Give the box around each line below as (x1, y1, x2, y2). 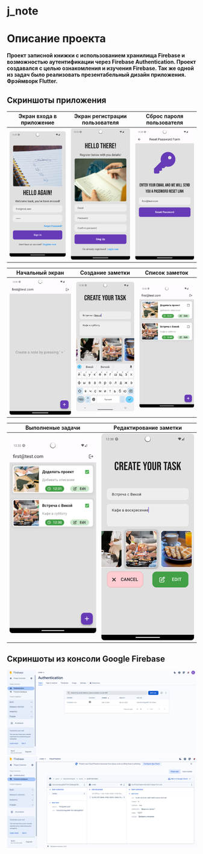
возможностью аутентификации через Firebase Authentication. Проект (7, 59, 196, 66)
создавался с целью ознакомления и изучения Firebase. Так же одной (7, 65, 195, 72)
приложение (20, 119, 55, 126)
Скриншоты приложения (7, 95, 107, 105)
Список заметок (145, 269, 189, 276)
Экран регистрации (73, 113, 127, 120)
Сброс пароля (146, 113, 184, 120)
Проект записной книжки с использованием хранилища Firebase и (7, 52, 186, 59)
